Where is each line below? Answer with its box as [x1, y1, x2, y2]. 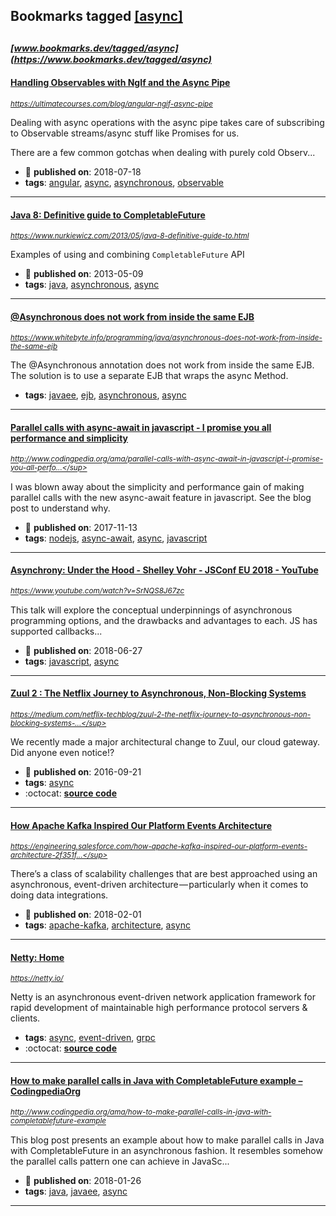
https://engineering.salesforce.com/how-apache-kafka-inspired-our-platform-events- [10, 842, 308, 852]
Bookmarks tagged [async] [10, 8, 183, 25]
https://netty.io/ [10, 974, 64, 984]
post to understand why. [10, 502, 111, 514]
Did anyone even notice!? [10, 747, 115, 758]
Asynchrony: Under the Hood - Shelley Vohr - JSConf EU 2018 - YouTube [10, 564, 319, 576]
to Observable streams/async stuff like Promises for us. [10, 127, 240, 139]
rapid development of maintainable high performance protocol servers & [10, 1002, 308, 1014]
